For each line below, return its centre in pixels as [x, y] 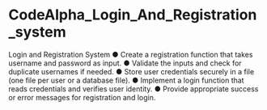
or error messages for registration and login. [82, 97]
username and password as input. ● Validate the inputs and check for [125, 63]
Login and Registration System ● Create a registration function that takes [131, 54]
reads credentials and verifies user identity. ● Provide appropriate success [133, 89]
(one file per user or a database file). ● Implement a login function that [126, 80]
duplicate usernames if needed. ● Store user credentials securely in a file [131, 71]
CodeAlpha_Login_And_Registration [133, 15]
